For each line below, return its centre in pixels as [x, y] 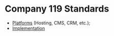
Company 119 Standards [57, 9]
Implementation [28, 28]
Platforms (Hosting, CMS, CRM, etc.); [51, 23]
